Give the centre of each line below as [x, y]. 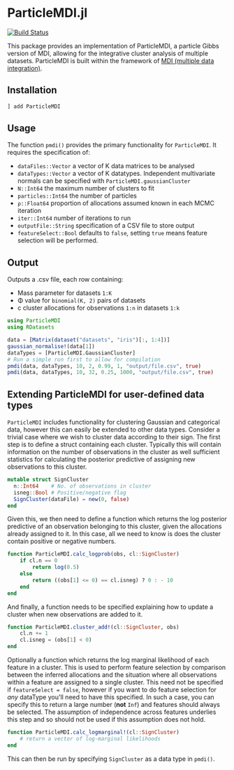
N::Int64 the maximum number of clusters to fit [86, 188]
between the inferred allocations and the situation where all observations [112, 675]
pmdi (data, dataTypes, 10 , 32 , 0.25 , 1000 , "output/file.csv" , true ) [111, 373]
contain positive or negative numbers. [62, 542]
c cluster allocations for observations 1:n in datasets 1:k [98, 308]
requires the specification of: [49, 153]
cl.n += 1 [34, 633]
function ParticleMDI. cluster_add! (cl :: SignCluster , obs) [93, 627]
